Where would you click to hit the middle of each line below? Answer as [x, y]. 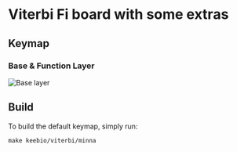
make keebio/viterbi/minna [52, 140]
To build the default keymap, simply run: [73, 126]
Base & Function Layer [51, 66]
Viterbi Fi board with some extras [118, 14]
